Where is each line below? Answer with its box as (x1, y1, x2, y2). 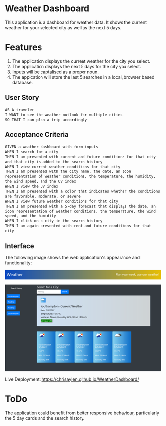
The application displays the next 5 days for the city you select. (12, 63, 142, 69)
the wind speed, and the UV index (5, 179, 77, 184)
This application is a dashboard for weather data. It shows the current (5, 19, 147, 25)
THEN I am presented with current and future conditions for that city (5, 154, 156, 159)
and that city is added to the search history (5, 159, 103, 164)
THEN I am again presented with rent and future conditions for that (5, 223, 152, 228)
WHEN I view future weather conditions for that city (5, 199, 119, 204)
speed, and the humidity (5, 213, 56, 218)
